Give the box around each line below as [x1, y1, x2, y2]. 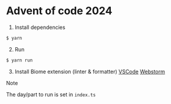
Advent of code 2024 [6, 4, 113, 18]
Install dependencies [14, 24, 66, 31]
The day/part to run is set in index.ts [6, 90, 96, 98]
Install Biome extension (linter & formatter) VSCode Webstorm [14, 68, 165, 75]
